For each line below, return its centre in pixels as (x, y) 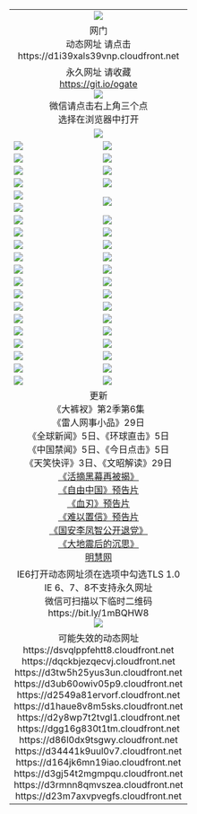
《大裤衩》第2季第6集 (98, 409)
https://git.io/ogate (98, 84)
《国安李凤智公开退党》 (98, 530)
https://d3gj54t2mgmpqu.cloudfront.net (98, 774)
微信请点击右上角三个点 (98, 105)
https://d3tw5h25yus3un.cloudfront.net (99, 672)
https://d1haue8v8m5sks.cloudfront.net (98, 706)
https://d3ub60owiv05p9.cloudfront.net (98, 684)
